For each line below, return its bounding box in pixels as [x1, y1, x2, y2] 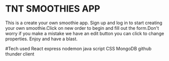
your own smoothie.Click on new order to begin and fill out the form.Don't [5, 25, 159, 31]
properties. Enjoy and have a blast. [5, 36, 78, 42]
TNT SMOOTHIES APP [5, 3, 100, 15]
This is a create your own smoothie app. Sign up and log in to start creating [5, 20, 162, 26]
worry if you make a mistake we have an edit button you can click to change [5, 30, 164, 36]
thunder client [5, 51, 35, 57]
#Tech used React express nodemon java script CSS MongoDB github [5, 45, 152, 51]
